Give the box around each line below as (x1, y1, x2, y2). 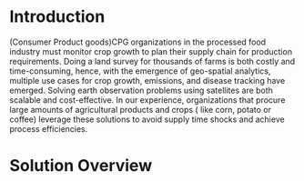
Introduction (9, 6, 106, 27)
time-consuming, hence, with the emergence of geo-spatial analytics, (9, 65, 271, 76)
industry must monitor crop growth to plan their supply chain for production (9, 45, 293, 56)
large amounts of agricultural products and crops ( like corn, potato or (9, 104, 271, 115)
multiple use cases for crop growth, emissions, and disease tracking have (9, 75, 286, 85)
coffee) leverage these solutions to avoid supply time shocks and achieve (9, 114, 285, 125)
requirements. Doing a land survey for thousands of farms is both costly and (9, 55, 296, 66)
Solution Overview (9, 156, 153, 176)
